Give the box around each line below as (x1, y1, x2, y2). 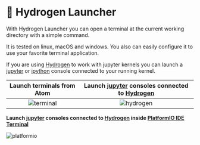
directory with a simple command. (6, 31, 90, 38)
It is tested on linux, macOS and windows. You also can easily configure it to (6, 43, 193, 50)
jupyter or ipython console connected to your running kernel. (6, 67, 156, 74)
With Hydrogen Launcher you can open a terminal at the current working (6, 25, 185, 32)
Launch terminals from (9, 81, 76, 90)
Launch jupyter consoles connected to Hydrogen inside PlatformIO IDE (6, 114, 185, 121)
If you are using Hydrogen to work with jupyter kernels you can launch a (6, 61, 183, 68)
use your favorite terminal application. (6, 49, 99, 56)
